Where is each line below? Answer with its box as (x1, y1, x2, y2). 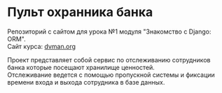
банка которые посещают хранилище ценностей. (7, 63, 155, 71)
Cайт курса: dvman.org (7, 42, 76, 50)
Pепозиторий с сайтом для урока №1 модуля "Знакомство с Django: (7, 27, 211, 36)
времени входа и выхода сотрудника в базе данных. (7, 78, 165, 86)
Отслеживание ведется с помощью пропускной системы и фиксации (7, 71, 215, 79)
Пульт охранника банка (7, 4, 153, 20)
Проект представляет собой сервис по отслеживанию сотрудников (7, 55, 211, 64)
